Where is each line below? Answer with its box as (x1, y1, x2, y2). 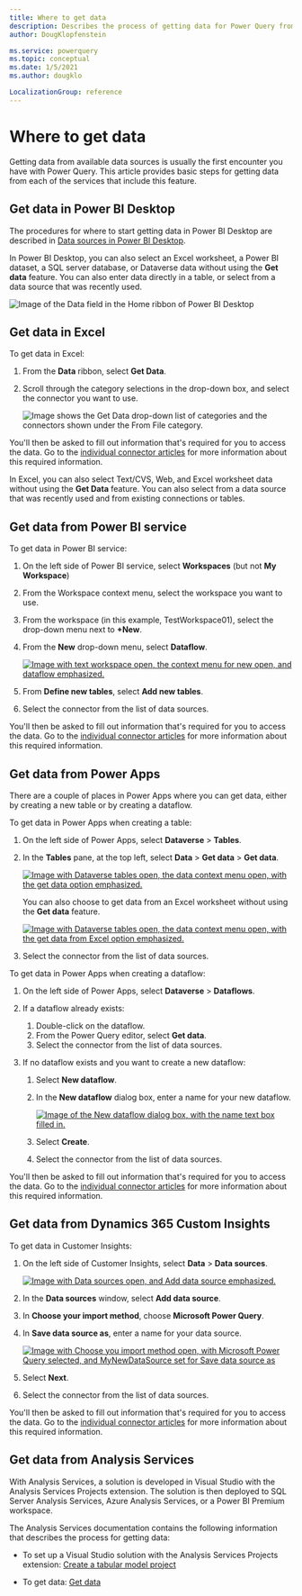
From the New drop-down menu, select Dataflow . (22, 641, 209, 653)
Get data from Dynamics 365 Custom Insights (9, 1217, 271, 1232)
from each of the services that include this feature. (9, 175, 198, 186)
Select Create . (35, 1136, 90, 1147)
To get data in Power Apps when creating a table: (9, 817, 192, 828)
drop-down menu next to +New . (22, 624, 142, 635)
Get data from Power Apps (9, 766, 161, 782)
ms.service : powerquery (9, 46, 99, 55)
